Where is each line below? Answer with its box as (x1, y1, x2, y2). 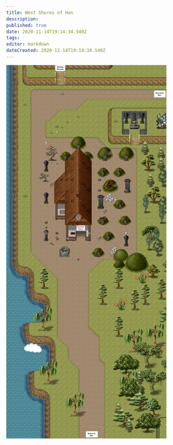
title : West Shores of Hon (6, 10, 74, 16)
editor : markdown (6, 41, 50, 47)
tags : (6, 35, 20, 41)
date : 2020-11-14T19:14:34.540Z (6, 29, 87, 35)
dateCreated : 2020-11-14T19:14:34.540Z (6, 48, 106, 54)
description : (6, 16, 39, 22)
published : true (6, 22, 47, 28)
